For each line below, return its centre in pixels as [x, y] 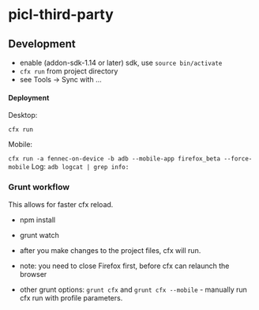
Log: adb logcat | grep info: [80, 167]
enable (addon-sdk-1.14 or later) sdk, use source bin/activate [121, 62]
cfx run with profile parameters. [71, 297]
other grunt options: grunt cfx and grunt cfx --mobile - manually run [133, 289]
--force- [238, 159]
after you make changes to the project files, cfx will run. [110, 250]
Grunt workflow [39, 187]
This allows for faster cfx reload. [61, 204]
